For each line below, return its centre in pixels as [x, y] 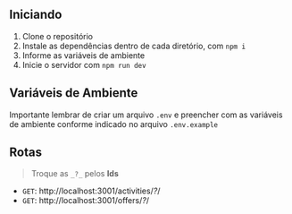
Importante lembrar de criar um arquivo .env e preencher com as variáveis [146, 115]
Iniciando [36, 15]
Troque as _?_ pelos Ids [75, 174]
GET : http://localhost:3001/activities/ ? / [91, 191]
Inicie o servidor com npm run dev [84, 64]
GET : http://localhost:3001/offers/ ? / [86, 201]
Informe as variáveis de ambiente [83, 55]
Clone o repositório [58, 36]
